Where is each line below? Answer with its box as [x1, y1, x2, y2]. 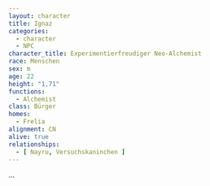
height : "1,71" [8, 80, 60, 88]
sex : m [8, 65, 31, 73]
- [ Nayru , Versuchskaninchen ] [15, 148, 126, 156]
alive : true [8, 132, 49, 141]
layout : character [8, 11, 71, 20]
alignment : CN [8, 125, 57, 133]
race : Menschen [8, 58, 60, 66]
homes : [8, 110, 31, 119]
